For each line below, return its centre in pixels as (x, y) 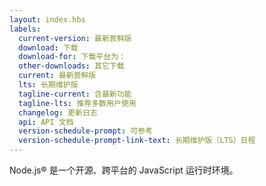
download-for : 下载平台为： (72, 57)
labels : (25, 29)
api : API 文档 (46, 122)
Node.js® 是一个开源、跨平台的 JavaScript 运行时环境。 (124, 170)
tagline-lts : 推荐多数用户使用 (77, 103)
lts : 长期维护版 (48, 85)
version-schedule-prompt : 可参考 (85, 131)
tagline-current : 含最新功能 (75, 94)
